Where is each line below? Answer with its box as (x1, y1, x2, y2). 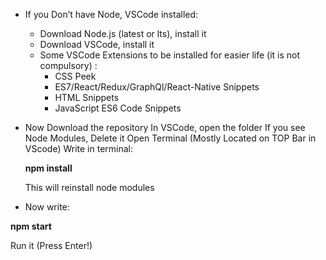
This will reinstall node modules (24, 182, 155, 193)
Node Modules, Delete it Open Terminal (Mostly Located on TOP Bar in (24, 132, 317, 144)
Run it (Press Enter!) (10, 240, 93, 251)
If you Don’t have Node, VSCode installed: (24, 9, 199, 20)
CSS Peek (54, 70, 97, 82)
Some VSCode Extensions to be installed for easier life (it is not (39, 49, 301, 61)
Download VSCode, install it (39, 39, 155, 50)
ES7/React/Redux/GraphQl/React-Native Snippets (54, 81, 260, 93)
